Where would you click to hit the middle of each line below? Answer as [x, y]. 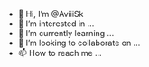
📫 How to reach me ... [60, 53]
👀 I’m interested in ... [56, 24]
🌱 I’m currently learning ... [66, 33]
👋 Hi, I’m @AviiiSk [51, 14]
